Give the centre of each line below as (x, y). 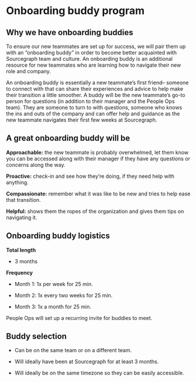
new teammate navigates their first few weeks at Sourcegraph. (82, 120)
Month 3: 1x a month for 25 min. (53, 307)
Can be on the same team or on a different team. (73, 350)
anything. (18, 182)
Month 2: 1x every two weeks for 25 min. (63, 295)
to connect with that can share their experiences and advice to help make (94, 89)
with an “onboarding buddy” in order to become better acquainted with (92, 53)
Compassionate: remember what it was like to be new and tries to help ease (98, 194)
